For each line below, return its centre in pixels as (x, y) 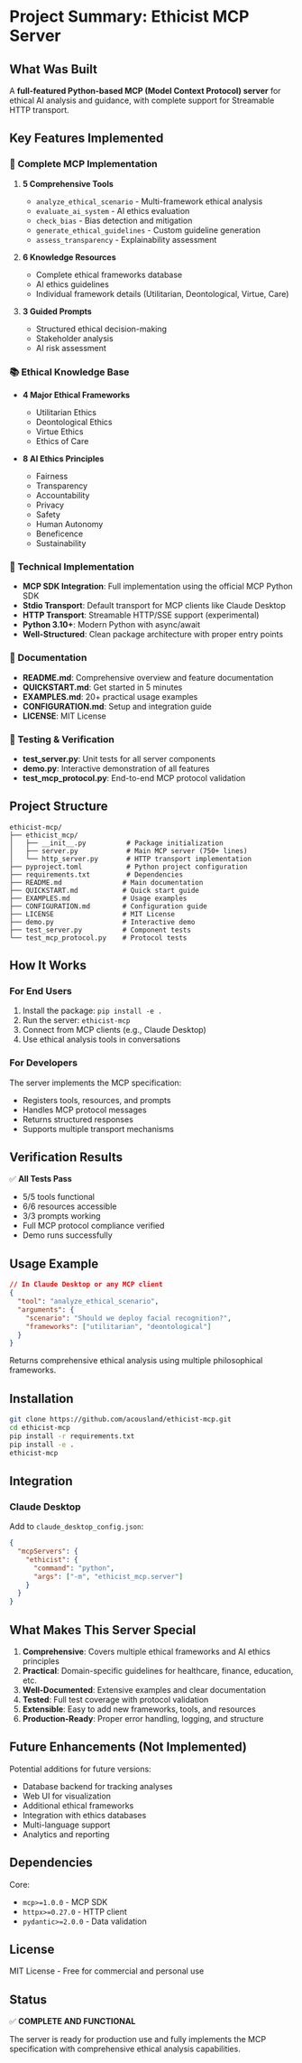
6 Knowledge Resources (69, 257)
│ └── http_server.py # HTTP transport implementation (131, 859)
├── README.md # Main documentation (106, 882)
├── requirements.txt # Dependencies (96, 874)
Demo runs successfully (67, 1235)
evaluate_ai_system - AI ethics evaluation (113, 210)
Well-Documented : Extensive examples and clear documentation (144, 1689)
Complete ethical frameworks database (109, 274)
